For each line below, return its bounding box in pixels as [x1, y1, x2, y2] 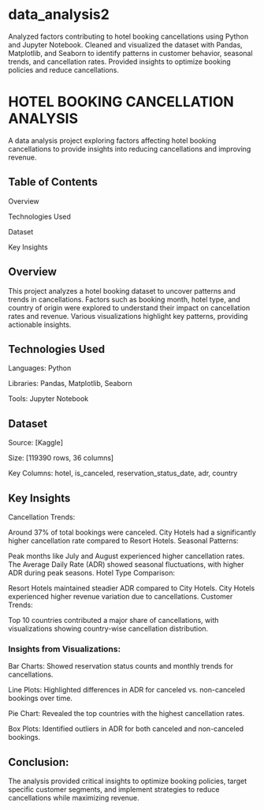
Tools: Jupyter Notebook [8, 394, 89, 403]
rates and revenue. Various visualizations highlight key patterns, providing [8, 311, 248, 321]
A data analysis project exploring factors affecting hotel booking [8, 136, 217, 145]
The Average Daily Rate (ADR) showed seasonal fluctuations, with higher [8, 559, 244, 569]
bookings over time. [8, 693, 73, 703]
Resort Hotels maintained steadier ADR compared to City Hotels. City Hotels [8, 583, 255, 593]
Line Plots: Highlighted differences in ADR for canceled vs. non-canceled [8, 685, 246, 695]
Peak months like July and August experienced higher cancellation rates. [8, 551, 245, 561]
